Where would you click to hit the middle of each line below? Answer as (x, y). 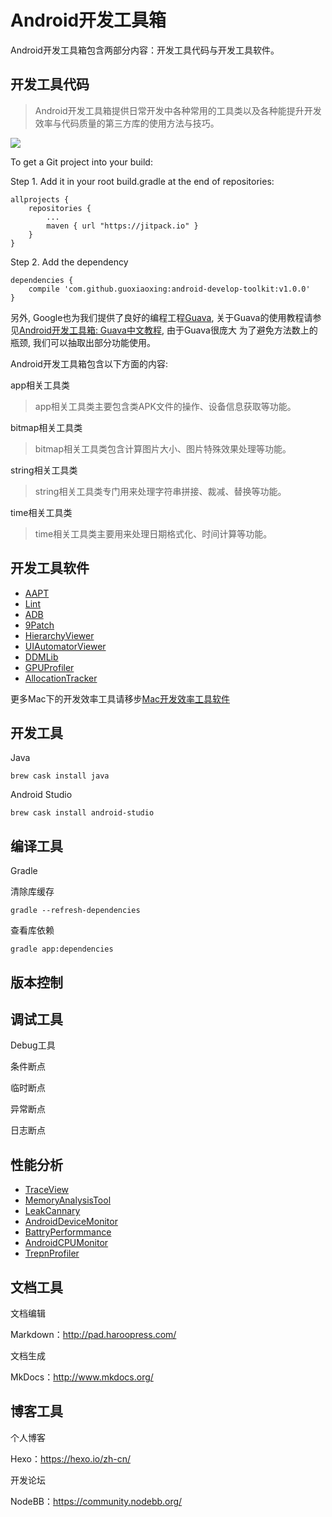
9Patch (39, 625)
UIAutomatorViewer (65, 646)
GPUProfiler (49, 667)
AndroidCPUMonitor (66, 1243)
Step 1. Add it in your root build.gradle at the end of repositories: (142, 181)
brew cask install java (60, 776)
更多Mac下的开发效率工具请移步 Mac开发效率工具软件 (120, 698)
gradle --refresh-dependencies (75, 911)
